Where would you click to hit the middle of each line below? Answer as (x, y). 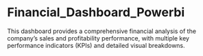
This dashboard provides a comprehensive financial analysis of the (102, 31)
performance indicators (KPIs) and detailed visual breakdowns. (96, 45)
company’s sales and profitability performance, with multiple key (98, 38)
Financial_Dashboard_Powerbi (96, 12)
